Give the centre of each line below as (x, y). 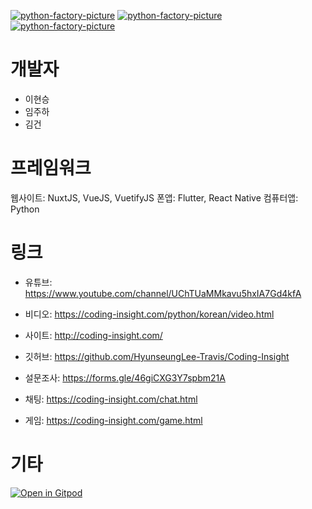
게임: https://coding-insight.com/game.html (113, 420)
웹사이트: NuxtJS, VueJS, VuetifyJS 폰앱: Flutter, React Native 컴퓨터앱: (154, 197)
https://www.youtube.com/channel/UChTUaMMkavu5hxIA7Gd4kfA (163, 293)
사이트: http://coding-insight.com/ (93, 335)
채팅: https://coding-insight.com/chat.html (111, 399)
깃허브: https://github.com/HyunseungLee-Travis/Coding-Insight (157, 356)
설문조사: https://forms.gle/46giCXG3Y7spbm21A (125, 377)
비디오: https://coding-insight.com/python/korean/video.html (149, 314)
